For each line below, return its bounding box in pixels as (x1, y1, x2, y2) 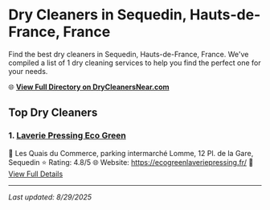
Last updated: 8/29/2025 (8, 191, 92, 202)
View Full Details (8, 169, 63, 179)
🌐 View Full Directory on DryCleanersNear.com (8, 82, 170, 92)
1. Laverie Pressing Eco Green (8, 130, 126, 142)
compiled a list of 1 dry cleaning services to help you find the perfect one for (8, 58, 261, 68)
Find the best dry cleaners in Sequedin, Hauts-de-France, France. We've (8, 49, 249, 59)
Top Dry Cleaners (8, 106, 98, 120)
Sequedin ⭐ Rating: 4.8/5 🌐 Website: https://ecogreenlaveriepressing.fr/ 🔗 (8, 157, 254, 167)
